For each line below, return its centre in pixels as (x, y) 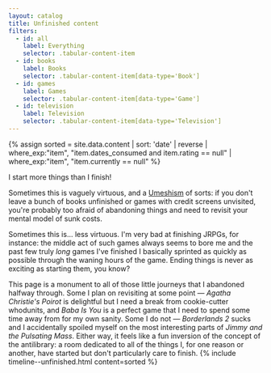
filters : (23, 31)
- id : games (36, 83)
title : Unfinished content (54, 23)
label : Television (54, 114)
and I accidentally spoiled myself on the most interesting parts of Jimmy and (135, 327)
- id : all (32, 38)
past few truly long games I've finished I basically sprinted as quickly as (128, 251)
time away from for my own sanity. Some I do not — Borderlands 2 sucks (130, 318)
